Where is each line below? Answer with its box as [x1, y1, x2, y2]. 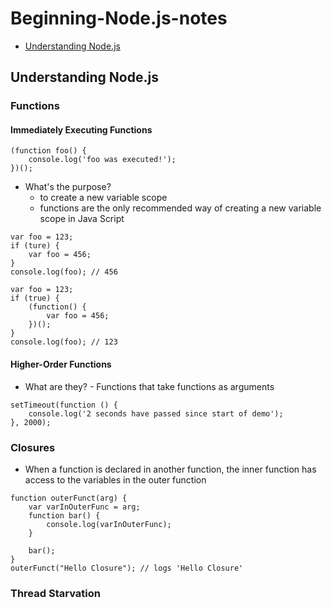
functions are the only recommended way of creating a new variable [39, 202, 322, 214]
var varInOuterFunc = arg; [28, 502, 141, 512]
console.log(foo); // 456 [10, 267, 118, 277]
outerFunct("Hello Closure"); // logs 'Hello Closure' [10, 563, 244, 573]
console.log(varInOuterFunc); [46, 519, 172, 529]
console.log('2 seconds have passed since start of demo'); [28, 408, 284, 419]
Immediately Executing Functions [10, 123, 153, 136]
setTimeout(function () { [10, 400, 118, 410]
